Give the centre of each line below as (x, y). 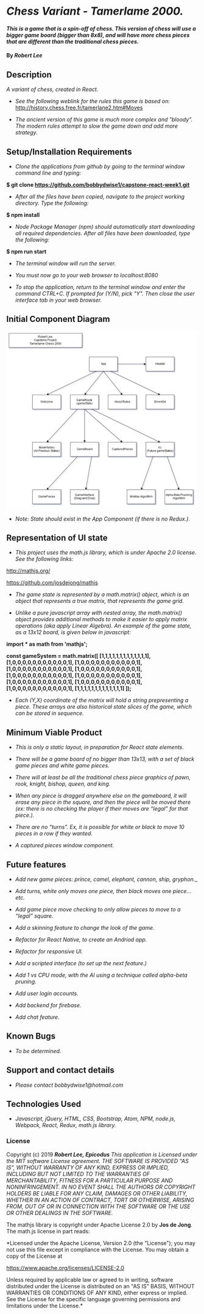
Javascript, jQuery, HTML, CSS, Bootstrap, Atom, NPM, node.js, (95, 1119)
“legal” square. (34, 916)
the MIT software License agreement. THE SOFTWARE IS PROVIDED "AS (97, 1161)
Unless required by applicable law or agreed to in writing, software (90, 1279)
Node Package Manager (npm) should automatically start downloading (105, 227)
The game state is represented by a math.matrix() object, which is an (102, 594)
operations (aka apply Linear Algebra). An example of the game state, (103, 626)
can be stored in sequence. (49, 714)
